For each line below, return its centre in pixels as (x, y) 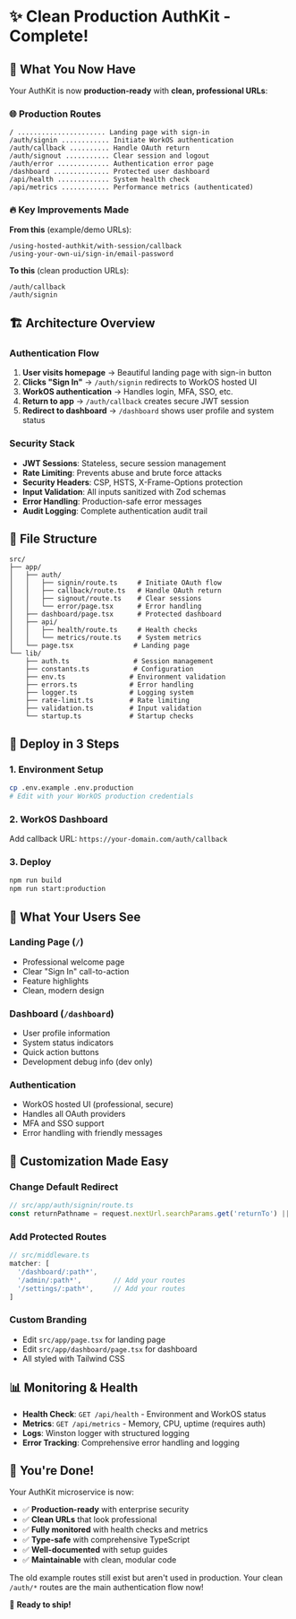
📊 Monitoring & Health (74, 1388)
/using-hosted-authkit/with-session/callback (95, 246)
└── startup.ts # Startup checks (110, 716)
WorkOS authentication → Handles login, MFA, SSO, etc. (128, 392)
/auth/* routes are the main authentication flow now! (106, 1588)
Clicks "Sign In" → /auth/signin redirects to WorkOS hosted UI (140, 382)
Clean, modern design (63, 990)
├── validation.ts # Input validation (114, 709)
